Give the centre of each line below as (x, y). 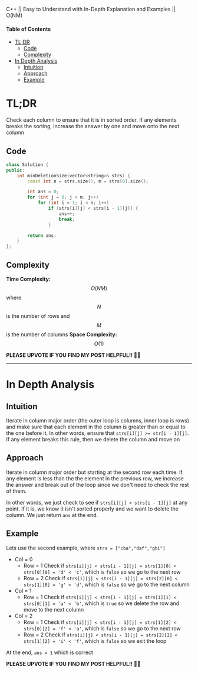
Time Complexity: (29, 279)
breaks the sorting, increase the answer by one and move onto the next (93, 126)
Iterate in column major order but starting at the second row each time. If (94, 472)
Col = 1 (23, 590)
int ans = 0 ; (43, 192)
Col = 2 (24, 616)
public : (16, 170)
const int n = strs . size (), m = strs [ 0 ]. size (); (88, 181)
